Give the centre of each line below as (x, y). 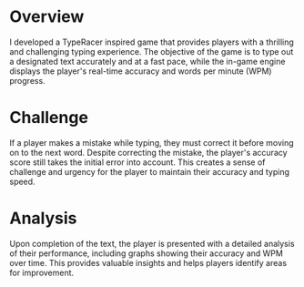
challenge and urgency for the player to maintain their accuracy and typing (149, 171)
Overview (47, 17)
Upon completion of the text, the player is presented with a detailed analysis (152, 243)
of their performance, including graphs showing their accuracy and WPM (147, 253)
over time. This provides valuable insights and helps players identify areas (148, 262)
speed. (22, 181)
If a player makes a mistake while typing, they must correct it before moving (152, 142)
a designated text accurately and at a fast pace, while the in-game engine (147, 61)
